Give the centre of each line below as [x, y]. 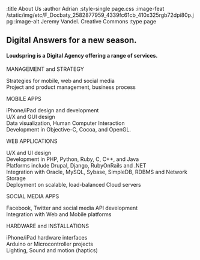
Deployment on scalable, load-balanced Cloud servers [74, 184]
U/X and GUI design [31, 116]
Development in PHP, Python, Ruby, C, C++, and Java [73, 159]
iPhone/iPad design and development [53, 110]
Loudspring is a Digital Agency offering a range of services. [82, 55]
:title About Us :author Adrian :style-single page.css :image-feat [85, 9]
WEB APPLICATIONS [32, 141]
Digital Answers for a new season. [71, 41]
